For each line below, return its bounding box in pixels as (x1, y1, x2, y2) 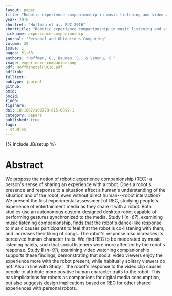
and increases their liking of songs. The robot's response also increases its (5, 231, 164, 237)
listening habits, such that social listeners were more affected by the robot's (5, 242, 165, 248)
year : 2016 (5, 17, 29, 22)
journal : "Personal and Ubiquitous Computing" (5, 36, 106, 42)
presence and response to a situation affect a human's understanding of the (5, 187, 166, 193)
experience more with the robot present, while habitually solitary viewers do (5, 258, 165, 264)
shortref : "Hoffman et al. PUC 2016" (5, 22, 86, 27)
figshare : (5, 103, 27, 108)
